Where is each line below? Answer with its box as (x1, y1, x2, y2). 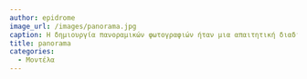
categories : (9, 47, 55, 56)
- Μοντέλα (17, 55, 55, 64)
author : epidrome (9, 13, 76, 23)
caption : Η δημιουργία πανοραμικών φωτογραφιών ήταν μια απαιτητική (9, 30, 276, 39)
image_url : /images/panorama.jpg (9, 22, 137, 31)
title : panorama (9, 38, 71, 48)
